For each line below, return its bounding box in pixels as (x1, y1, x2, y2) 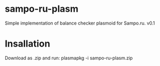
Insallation (5, 38, 51, 50)
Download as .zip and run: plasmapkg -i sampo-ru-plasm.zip (5, 55, 133, 61)
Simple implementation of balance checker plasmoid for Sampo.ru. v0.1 (5, 20, 155, 26)
